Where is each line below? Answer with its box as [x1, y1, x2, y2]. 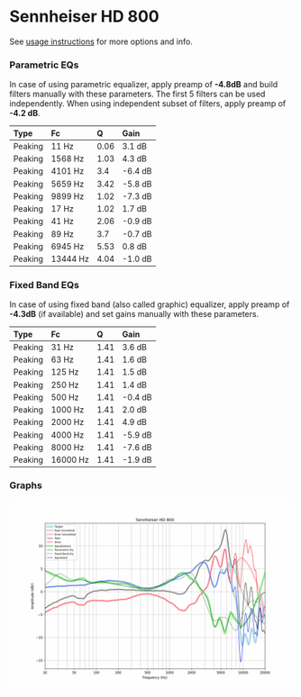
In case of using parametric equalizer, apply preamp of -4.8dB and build [9, 79, 278, 90]
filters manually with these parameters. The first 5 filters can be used [9, 88, 266, 100]
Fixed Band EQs [9, 278, 79, 291]
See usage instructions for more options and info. [9, 36, 194, 47]
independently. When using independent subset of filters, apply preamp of [9, 98, 287, 109]
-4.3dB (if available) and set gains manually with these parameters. [9, 309, 260, 320]
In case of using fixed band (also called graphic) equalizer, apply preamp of [9, 299, 290, 310]
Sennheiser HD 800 [9, 6, 160, 27]
